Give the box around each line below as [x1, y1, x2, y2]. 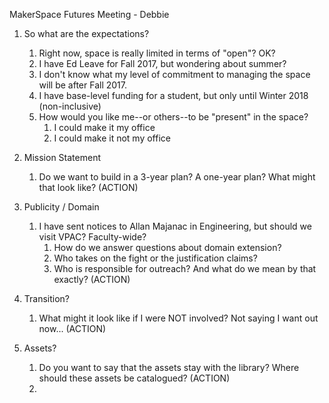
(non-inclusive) [38, 100, 102, 112]
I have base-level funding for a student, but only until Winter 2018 [38, 90, 309, 101]
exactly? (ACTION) [53, 274, 131, 285]
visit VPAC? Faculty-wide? [38, 231, 147, 243]
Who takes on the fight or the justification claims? [53, 252, 258, 264]
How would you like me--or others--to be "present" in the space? [38, 111, 309, 123]
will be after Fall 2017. [38, 79, 127, 91]
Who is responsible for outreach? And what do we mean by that [53, 263, 317, 274]
